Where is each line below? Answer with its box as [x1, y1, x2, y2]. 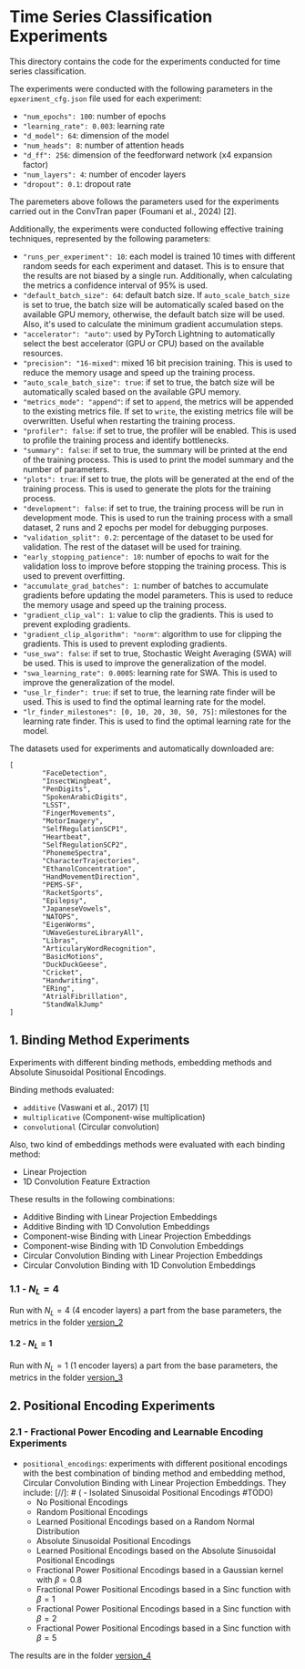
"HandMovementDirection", [42, 872, 141, 881]
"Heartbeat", [42, 832, 92, 841]
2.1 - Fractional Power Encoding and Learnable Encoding [9, 1426, 264, 1438]
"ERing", [42, 984, 76, 993]
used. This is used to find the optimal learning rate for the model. [22, 695, 267, 707]
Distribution [36, 1525, 80, 1537]
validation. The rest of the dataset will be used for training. [22, 541, 242, 552]
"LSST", [42, 800, 71, 809]
